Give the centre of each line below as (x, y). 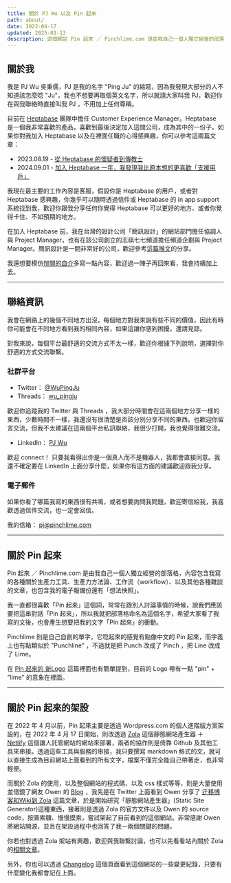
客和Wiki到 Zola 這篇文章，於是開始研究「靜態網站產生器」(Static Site (106, 800)
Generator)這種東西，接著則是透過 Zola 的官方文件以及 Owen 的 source (108, 809)
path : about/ (26, 20)
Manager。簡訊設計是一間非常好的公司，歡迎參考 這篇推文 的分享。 (101, 248)
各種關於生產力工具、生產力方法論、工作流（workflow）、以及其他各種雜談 (118, 582)
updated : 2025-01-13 (37, 33)
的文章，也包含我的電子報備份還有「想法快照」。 (75, 590)
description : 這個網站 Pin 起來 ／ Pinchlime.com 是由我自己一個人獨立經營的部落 (116, 39)
